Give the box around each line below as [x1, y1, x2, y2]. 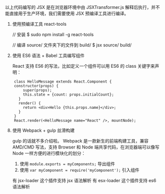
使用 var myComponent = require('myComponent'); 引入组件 [19, 167, 140, 173]
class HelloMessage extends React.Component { [14, 79, 112, 84]
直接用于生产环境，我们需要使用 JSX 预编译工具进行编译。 [9, 10, 129, 16]
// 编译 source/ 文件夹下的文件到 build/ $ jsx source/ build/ [12, 42, 132, 48]
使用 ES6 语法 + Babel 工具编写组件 [12, 52, 85, 58]
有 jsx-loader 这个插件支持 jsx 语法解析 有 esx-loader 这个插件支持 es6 [12, 178, 157, 183]
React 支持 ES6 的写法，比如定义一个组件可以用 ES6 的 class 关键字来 [12, 63, 155, 69]
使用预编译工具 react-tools [12, 21, 67, 27]
